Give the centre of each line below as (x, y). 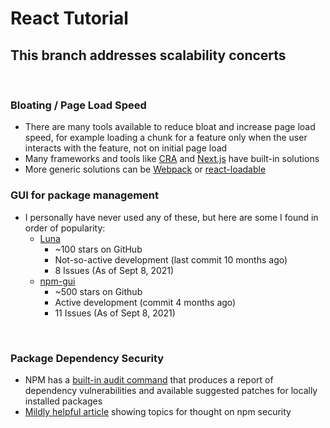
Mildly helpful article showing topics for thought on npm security (158, 411)
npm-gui (57, 281)
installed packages (63, 401)
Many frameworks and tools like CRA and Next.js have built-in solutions (172, 159)
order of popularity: (65, 228)
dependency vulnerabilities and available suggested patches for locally (171, 390)
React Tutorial (69, 18)
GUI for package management (85, 195)
